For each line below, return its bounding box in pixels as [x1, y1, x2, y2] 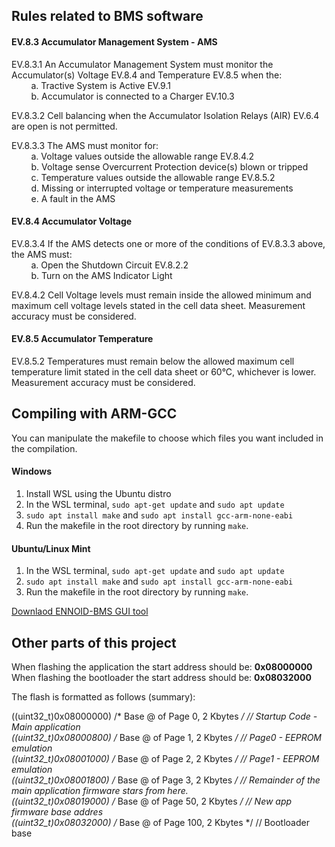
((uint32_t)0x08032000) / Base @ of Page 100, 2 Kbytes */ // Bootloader [11, 817, 310, 829]
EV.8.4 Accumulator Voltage [11, 215, 133, 228]
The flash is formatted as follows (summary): [11, 691, 196, 703]
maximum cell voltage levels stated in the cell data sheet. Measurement [11, 299, 306, 311]
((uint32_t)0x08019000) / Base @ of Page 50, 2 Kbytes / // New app [11, 795, 293, 808]
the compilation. [11, 442, 78, 454]
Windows [11, 465, 52, 478]
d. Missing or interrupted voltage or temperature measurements [30, 182, 294, 194]
